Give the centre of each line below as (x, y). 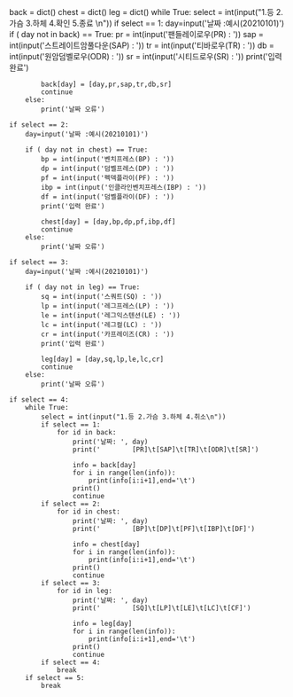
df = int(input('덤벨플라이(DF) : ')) (108, 197)
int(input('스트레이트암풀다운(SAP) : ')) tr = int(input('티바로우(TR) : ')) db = (142, 45)
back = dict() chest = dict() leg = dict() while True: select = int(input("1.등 (142, 12)
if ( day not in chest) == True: (87, 150)
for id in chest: (89, 512)
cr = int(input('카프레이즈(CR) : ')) (108, 334)
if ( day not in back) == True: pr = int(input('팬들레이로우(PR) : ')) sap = (136, 34)
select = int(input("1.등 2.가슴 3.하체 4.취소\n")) (134, 417)
